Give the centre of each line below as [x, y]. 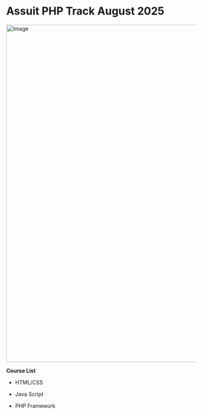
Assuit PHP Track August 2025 [85, 11]
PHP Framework [35, 406]
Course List [21, 370]
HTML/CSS [29, 382]
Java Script [29, 394]
